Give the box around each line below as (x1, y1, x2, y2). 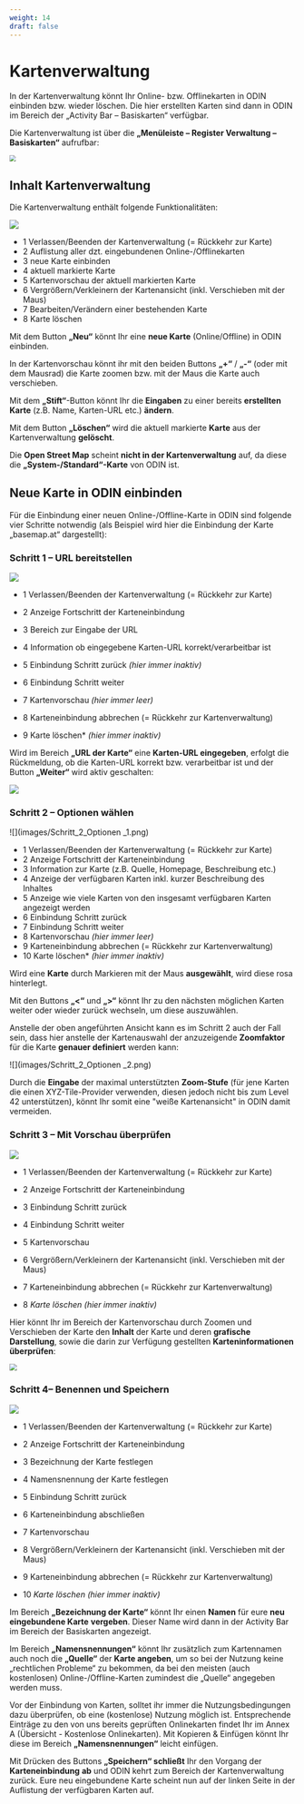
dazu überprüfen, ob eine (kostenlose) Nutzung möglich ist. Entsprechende (9, 1709, 291, 1720)
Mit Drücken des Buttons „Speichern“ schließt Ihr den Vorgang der (9, 1755, 262, 1766)
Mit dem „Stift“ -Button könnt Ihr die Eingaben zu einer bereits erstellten (9, 395, 281, 406)
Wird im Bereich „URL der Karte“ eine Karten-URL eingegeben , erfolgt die (9, 748, 289, 759)
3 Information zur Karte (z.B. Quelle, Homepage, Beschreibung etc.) (22, 864, 277, 875)
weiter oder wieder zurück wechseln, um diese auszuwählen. (9, 1005, 239, 1016)
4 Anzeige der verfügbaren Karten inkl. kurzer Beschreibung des (22, 873, 265, 885)
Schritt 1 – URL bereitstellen (9, 551, 133, 564)
